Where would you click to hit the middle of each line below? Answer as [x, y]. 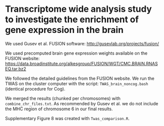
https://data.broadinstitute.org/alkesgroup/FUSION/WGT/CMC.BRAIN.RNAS [82, 63]
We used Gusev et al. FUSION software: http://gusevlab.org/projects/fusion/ [82, 43]
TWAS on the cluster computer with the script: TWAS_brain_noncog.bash [77, 83]
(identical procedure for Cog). [35, 89]
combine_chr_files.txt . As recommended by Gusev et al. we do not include [82, 103]
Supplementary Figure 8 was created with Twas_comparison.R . [68, 118]
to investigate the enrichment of [72, 19]
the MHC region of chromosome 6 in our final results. [59, 109]
